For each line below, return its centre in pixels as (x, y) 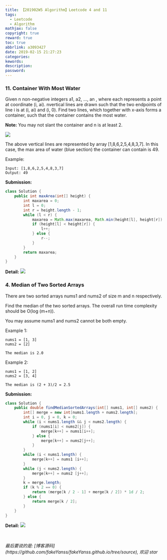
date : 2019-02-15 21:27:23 (33, 52)
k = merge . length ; (42, 483)
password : (16, 71)
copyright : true (22, 33)
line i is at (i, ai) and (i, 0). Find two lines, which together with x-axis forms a (83, 110)
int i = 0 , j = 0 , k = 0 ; (50, 417)
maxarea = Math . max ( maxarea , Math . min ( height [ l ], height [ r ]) (97, 219)
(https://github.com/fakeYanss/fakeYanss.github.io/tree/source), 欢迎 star (81, 552)
